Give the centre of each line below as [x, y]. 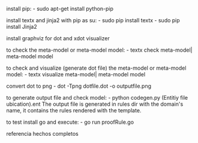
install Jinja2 [22, 27]
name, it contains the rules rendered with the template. [74, 110]
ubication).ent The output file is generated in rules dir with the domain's [95, 104]
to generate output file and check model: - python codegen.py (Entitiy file [97, 98]
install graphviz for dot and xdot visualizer [58, 38]
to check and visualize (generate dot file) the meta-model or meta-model [96, 68]
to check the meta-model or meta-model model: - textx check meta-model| [99, 50]
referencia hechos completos [43, 134]
